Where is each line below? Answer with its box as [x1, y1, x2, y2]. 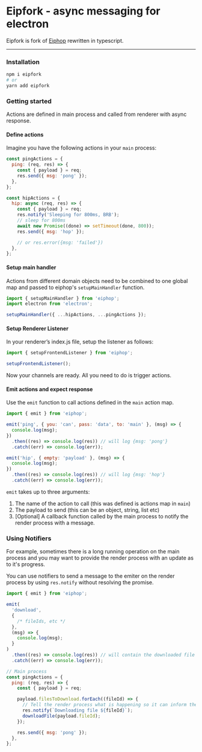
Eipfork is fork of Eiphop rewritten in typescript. [6, 37, 124, 44]
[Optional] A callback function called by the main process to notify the [14, 512, 189, 520]
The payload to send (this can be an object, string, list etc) [14, 506, 160, 514]
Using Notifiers [6, 534, 52, 543]
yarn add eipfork [6, 83, 50, 89]
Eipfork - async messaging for [6, 4, 161, 18]
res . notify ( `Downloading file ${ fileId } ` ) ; [22, 707, 133, 713]
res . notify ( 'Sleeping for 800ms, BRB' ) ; [17, 212, 120, 218]
